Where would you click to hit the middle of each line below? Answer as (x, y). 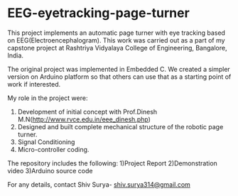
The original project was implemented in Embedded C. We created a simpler (119, 69)
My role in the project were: (48, 98)
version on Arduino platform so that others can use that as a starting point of (119, 77)
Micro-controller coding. (53, 149)
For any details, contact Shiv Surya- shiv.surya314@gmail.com (99, 184)
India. (15, 55)
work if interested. (34, 84)
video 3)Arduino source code (50, 170)
